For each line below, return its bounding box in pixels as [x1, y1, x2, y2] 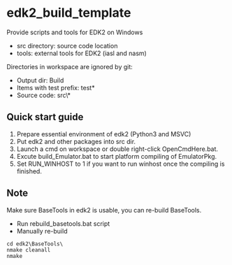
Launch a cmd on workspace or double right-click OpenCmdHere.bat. [16, 145, 218, 153]
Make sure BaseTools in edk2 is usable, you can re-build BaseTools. [6, 206, 202, 214]
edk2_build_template [6, 5, 131, 21]
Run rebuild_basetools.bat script [16, 219, 110, 228]
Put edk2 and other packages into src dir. [16, 137, 136, 145]
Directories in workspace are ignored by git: [6, 62, 133, 71]
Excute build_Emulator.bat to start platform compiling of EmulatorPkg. [16, 152, 217, 160]
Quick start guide [6, 111, 84, 123]
